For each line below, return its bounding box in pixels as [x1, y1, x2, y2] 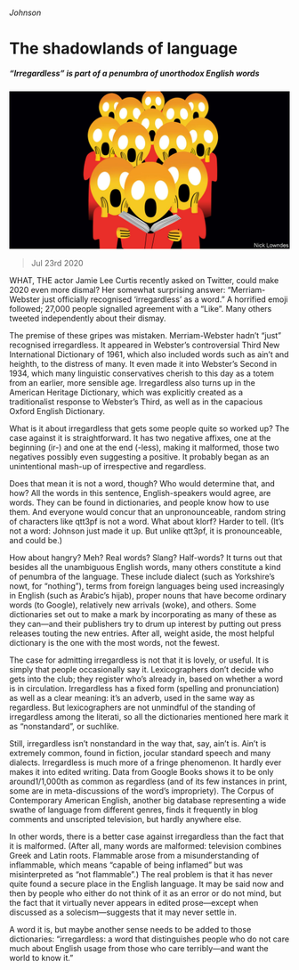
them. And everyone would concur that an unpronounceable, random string [9, 507, 287, 518]
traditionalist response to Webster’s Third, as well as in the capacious [9, 396, 263, 407]
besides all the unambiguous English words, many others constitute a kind [9, 562, 281, 573]
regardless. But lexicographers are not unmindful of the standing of [9, 702, 256, 713]
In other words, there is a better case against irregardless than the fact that [9, 831, 285, 842]
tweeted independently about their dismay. [9, 313, 166, 324]
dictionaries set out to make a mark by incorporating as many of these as [9, 609, 278, 620]
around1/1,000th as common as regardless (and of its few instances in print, [9, 776, 287, 787]
